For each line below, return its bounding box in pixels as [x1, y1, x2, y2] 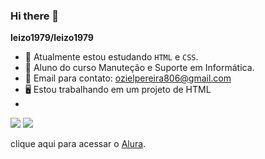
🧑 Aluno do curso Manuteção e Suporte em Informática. [24, 62, 255, 74]
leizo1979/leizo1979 [10, 32, 94, 44]
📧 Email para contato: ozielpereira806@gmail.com [24, 72, 232, 84]
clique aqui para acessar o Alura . [10, 138, 147, 150]
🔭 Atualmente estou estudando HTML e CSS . [24, 51, 199, 63]
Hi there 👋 [10, 9, 60, 23]
